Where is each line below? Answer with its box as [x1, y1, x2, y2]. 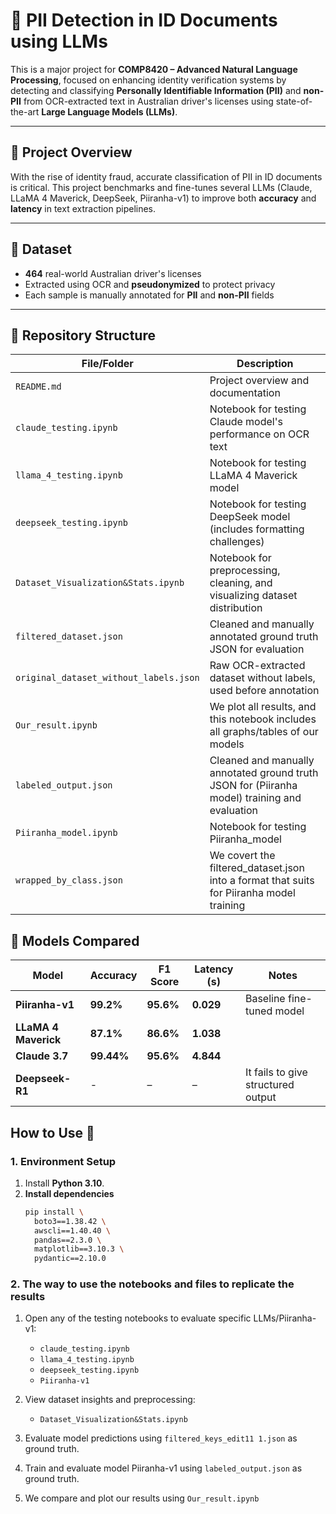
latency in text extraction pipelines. [10, 202, 157, 214]
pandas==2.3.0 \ [34, 1235, 102, 1245]
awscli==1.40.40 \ [34, 1225, 111, 1236]
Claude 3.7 [15, 1049, 69, 1063]
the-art [10, 105, 40, 118]
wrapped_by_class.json [15, 875, 123, 886]
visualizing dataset [209, 589, 298, 603]
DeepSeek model [209, 510, 291, 524]
